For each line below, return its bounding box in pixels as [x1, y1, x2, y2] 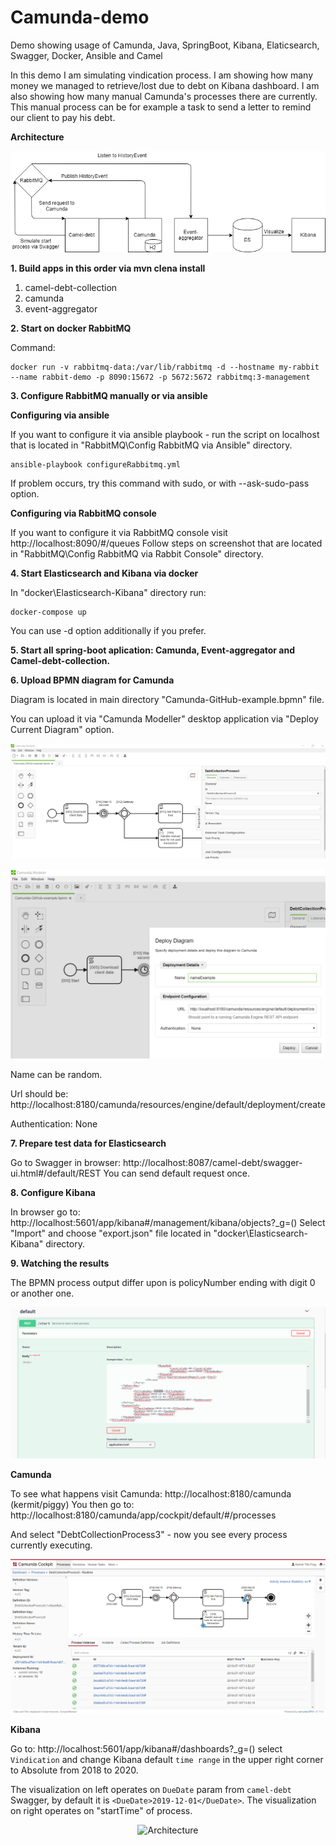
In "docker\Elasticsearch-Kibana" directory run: [10, 586, 207, 598]
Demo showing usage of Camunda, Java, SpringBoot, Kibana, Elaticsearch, [10, 39, 320, 51]
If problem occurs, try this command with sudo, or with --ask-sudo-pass [10, 477, 310, 489]
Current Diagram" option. [10, 723, 115, 735]
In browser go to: [10, 1206, 81, 1218]
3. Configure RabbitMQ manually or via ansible [10, 389, 208, 401]
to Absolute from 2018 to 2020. [10, 1764, 139, 1776]
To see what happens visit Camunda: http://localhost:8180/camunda [10, 1487, 292, 1500]
